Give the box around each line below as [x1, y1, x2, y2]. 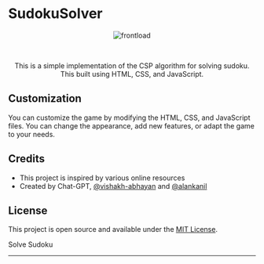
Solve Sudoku [8, 240, 53, 249]
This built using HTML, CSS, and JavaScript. [60, 69, 204, 78]
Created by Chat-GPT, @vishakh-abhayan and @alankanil [19, 181, 207, 190]
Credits [8, 152, 46, 165]
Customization [8, 92, 82, 106]
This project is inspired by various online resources [19, 173, 185, 183]
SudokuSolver [8, 5, 104, 23]
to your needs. [8, 129, 55, 139]
